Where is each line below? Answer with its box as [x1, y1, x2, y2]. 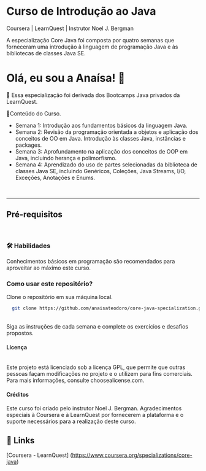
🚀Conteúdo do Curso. [6, 109, 61, 117]
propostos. [6, 330, 34, 337]
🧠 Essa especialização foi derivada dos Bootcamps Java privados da [6, 91, 180, 99]
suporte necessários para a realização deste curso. [6, 418, 136, 425]
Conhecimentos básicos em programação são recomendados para [6, 257, 175, 265]
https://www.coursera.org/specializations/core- [72, 451, 193, 459]
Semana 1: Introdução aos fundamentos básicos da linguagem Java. [15, 122, 188, 129]
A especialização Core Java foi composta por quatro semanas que [6, 36, 175, 44]
